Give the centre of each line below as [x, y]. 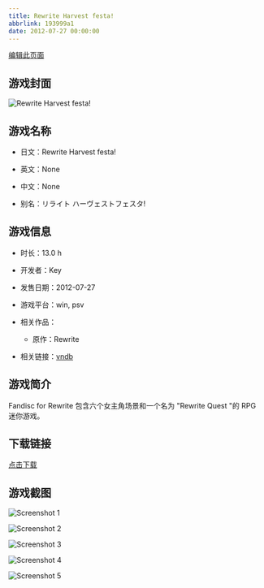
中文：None [40, 186]
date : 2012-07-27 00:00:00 [54, 31]
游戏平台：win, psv [52, 305]
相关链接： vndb [47, 356]
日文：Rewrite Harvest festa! [68, 152]
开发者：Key [41, 270]
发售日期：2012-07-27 [58, 287]
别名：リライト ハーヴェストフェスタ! [83, 203]
